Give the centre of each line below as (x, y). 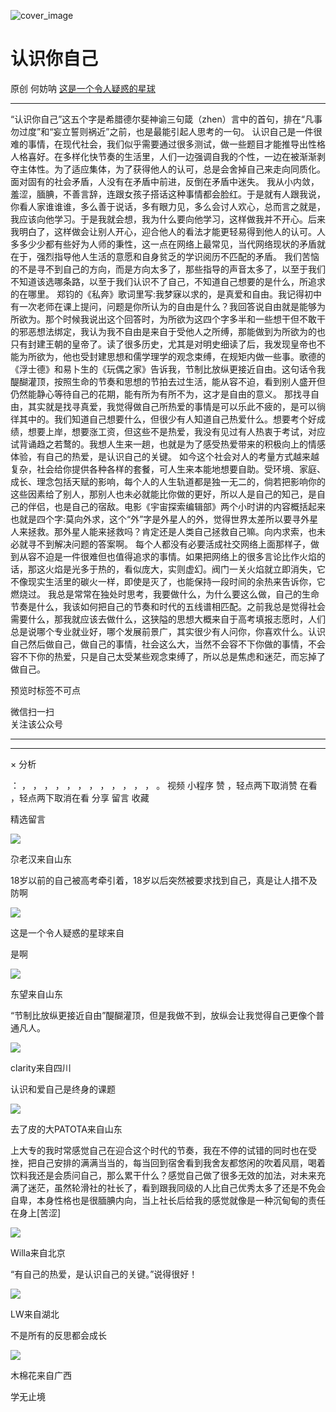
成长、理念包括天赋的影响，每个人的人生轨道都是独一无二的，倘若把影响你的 (168, 481)
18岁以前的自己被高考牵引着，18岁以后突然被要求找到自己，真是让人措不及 (164, 880)
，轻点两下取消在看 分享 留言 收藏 (80, 797)
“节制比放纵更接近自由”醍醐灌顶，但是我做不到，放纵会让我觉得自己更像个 (163, 1015)
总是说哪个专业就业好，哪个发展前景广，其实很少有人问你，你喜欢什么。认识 (168, 631)
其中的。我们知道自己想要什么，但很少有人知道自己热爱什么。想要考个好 (167, 419)
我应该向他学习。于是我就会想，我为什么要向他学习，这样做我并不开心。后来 (168, 219)
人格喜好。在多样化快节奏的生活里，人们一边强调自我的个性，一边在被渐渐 (163, 156)
